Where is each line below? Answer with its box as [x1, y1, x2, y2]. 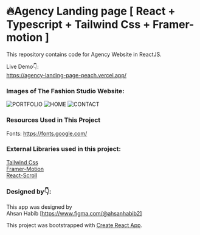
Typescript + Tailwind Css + [6, 18, 151, 32]
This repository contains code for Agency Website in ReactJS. [6, 51, 162, 58]
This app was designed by [6, 203, 72, 211]
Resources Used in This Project [6, 116, 101, 124]
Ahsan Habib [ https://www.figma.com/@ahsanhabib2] [6, 210, 142, 217]
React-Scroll [6, 172, 38, 179]
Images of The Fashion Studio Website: [6, 86, 125, 95]
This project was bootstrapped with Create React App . [6, 222, 143, 229]
